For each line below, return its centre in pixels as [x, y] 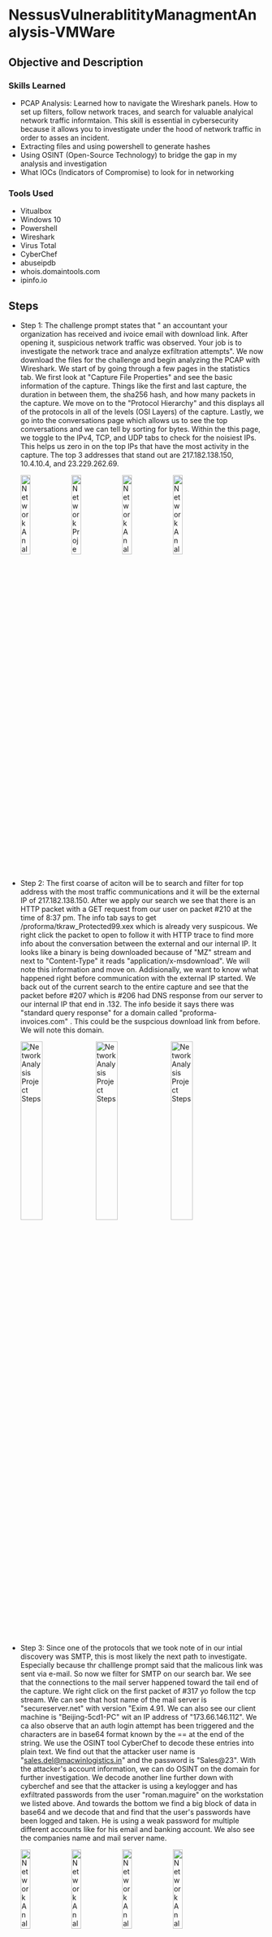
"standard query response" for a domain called [99, 1012]
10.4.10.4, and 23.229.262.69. [69, 463]
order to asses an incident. [65, 137]
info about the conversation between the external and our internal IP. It [138, 943]
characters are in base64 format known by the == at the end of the [132, 1734]
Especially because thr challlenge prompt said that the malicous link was [142, 1664]
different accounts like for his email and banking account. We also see [138, 1829]
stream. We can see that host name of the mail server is [113, 1699]
